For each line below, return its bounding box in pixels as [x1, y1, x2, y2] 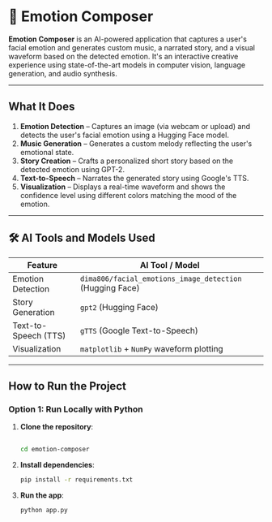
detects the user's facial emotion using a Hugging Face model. [19, 130, 229, 140]
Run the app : [19, 490, 65, 500]
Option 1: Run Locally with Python [8, 403, 143, 415]
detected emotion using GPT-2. [19, 164, 125, 174]
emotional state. [19, 147, 74, 157]
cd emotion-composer [19, 446, 90, 454]
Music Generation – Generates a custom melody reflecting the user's [19, 138, 253, 149]
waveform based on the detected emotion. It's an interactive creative [8, 51, 239, 61]
